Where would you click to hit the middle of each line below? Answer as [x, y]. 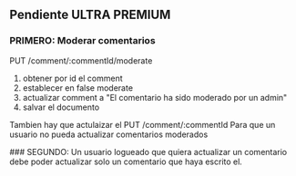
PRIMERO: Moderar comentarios [83, 41]
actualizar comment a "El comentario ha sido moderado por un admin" [155, 97]
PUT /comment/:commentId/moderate [81, 60]
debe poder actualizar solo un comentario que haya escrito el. [126, 161]
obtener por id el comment [72, 78]
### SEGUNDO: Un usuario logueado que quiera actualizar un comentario [148, 152]
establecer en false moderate [78, 88]
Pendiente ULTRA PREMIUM [90, 15]
